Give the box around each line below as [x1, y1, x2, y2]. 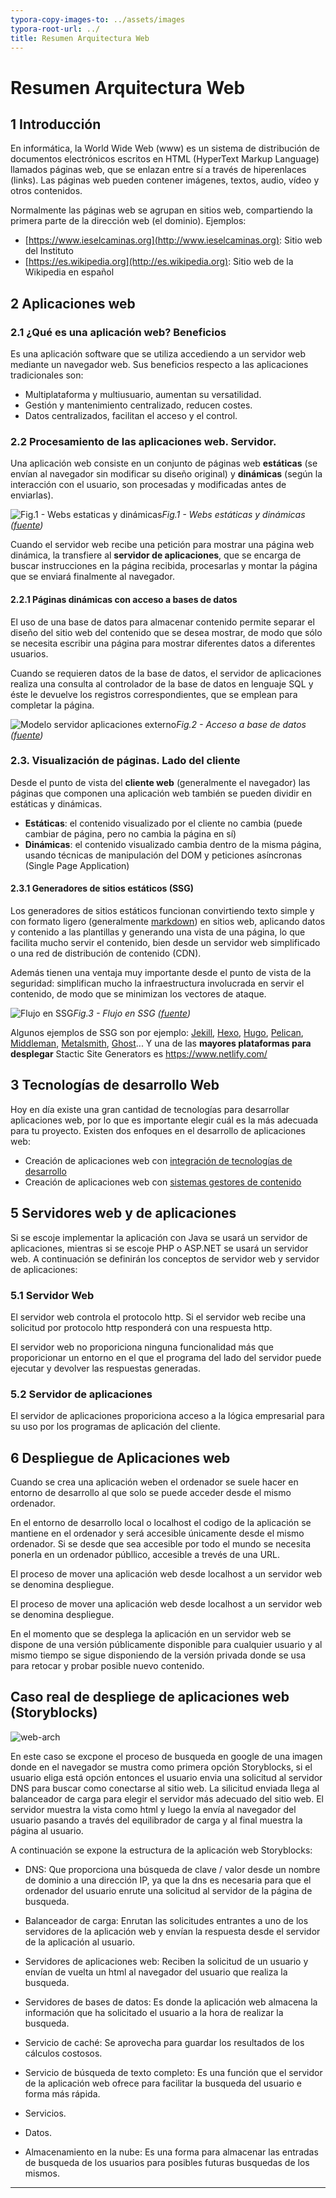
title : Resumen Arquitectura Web [10, 33, 150, 43]
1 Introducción [10, 116, 102, 133]
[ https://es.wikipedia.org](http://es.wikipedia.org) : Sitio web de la [24, 256, 294, 268]
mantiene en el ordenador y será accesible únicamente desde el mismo [10, 1527, 305, 1540]
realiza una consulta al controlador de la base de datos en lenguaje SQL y [10, 677, 314, 690]
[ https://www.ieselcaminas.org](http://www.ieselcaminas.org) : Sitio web [24, 234, 323, 246]
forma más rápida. [24, 2087, 101, 2100]
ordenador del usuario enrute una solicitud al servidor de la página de [24, 1884, 313, 1896]
